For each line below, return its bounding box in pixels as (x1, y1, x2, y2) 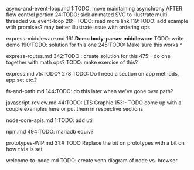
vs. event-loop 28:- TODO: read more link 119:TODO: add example (29, 18, 189, 24)
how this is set (6, 146, 43, 152)
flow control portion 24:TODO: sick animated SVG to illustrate (6, 11, 154, 18)
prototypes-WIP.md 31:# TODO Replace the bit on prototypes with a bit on (6, 140, 185, 146)
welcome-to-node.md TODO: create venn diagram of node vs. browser (6, 157, 178, 164)
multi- (155, 11, 170, 18)
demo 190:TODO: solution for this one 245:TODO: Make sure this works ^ (6, 41, 183, 48)
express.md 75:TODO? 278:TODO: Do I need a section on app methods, (6, 70, 179, 77)
